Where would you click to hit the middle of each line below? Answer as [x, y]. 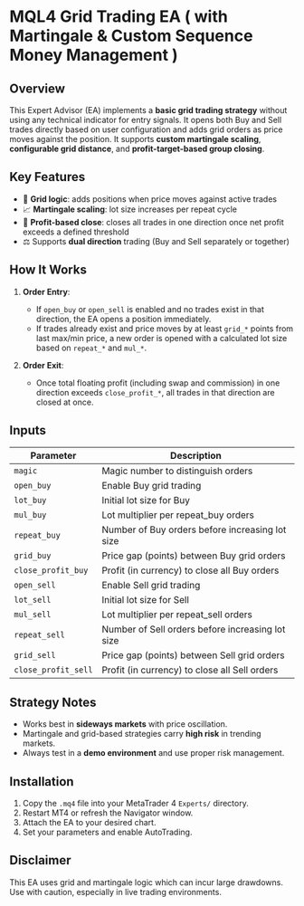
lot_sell [33, 600]
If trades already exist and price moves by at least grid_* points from [165, 329]
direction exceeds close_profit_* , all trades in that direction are [155, 392]
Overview [38, 88]
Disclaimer [40, 860]
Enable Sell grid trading [151, 586]
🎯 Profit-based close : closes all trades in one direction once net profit [153, 222]
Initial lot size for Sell [146, 600]
